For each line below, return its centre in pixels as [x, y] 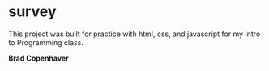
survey [32, 12]
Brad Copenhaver [38, 58]
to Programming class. [46, 42]
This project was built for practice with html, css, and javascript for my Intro [134, 34]
